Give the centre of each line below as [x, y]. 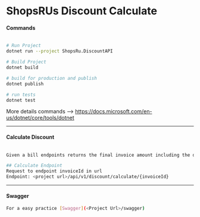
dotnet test [21, 100]
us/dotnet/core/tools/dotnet [40, 118]
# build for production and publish [51, 78]
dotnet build [22, 68]
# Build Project [26, 62]
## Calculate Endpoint [34, 166]
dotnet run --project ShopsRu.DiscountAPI [60, 51]
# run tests [21, 94]
